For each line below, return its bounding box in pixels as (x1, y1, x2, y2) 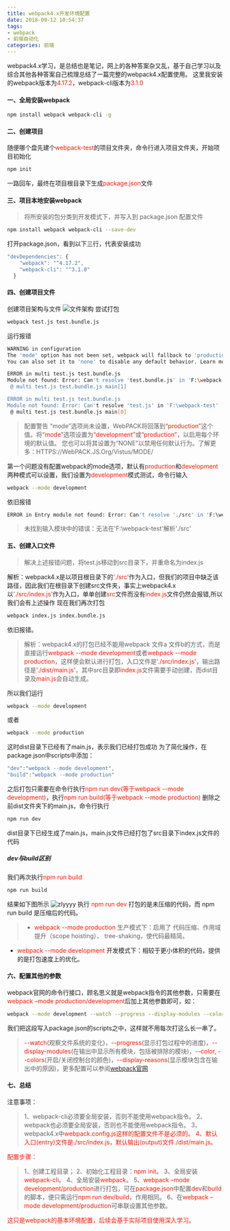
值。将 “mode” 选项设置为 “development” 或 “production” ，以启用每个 (23, 430, 214, 438)
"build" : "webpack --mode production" (7, 771, 115, 779)
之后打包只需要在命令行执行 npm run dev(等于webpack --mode (7, 785, 184, 793)
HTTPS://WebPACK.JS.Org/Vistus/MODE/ (36, 447, 154, 456)
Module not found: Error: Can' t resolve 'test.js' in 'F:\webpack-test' (7, 402, 219, 409)
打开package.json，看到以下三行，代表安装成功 (7, 239, 142, 248)
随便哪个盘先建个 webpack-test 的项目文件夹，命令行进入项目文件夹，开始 (7, 143, 214, 152)
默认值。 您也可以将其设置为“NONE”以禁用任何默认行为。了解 (36, 438, 211, 447)
